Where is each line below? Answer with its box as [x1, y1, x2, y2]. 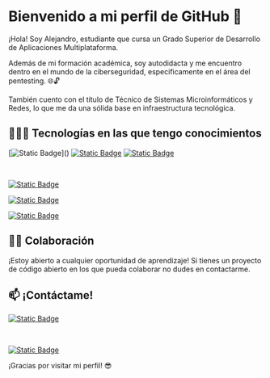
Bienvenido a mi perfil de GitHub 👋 [8, 7, 243, 26]
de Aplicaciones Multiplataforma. [8, 42, 119, 52]
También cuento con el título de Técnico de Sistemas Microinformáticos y [8, 94, 253, 104]
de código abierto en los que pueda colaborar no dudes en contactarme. [8, 264, 251, 274]
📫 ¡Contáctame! [8, 288, 94, 302]
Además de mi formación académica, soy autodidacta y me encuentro [8, 58, 243, 68]
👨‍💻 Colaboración [8, 234, 95, 248]
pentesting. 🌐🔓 [8, 76, 61, 86]
